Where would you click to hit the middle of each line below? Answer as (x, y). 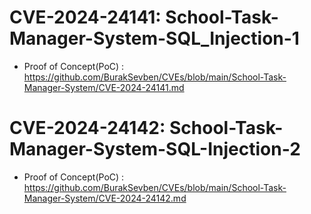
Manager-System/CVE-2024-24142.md (105, 198)
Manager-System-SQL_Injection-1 (154, 38)
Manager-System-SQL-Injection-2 (155, 149)
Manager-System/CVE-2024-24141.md (104, 87)
